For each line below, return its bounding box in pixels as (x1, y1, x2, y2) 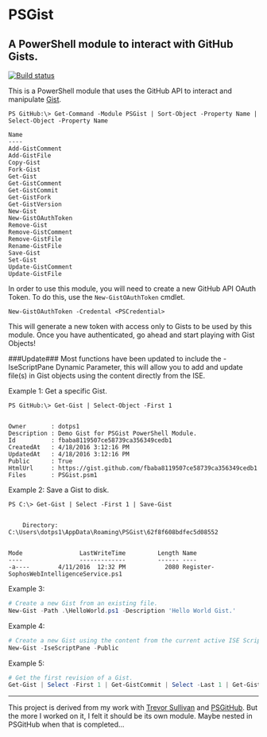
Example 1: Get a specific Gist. (8, 386, 107, 395)
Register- (182, 563, 215, 571)
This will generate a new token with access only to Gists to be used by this (8, 322, 253, 331)
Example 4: (8, 621, 45, 630)
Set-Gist (8, 256, 37, 264)
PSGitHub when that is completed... (8, 720, 125, 729)
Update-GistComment (8, 263, 73, 271)
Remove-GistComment (8, 228, 73, 236)
